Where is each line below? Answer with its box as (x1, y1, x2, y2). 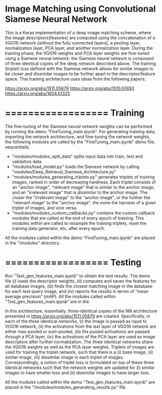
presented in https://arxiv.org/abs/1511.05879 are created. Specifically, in (5, 313, 150, 319)
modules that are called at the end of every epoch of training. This (12, 215, 144, 221)
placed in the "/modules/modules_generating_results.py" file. (5, 384, 127, 390)
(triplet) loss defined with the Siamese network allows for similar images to (5, 65, 154, 71)
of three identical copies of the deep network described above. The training (5, 61, 156, 66)
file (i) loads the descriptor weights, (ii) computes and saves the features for (5, 278, 157, 284)
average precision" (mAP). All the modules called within (5, 293, 116, 299)
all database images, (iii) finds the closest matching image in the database (5, 283, 153, 289)
